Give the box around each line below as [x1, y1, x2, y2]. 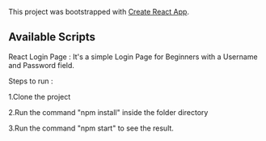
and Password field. [8, 60, 75, 70]
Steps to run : [8, 76, 54, 86]
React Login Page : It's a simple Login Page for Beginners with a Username [8, 52, 258, 62]
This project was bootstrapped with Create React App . [8, 7, 190, 16]
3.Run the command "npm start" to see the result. [8, 123, 174, 133]
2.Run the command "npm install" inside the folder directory [8, 107, 209, 117]
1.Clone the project [8, 92, 71, 101]
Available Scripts [8, 30, 95, 44]
